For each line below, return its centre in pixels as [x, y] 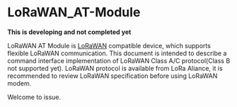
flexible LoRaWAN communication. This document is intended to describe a [117, 53]
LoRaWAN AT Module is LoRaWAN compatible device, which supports [109, 45]
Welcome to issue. [34, 97]
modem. [19, 83]
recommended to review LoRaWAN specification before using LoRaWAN [112, 76]
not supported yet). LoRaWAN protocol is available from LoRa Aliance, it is [115, 68]
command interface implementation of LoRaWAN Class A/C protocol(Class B [119, 60]
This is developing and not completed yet [69, 32]
